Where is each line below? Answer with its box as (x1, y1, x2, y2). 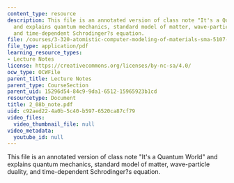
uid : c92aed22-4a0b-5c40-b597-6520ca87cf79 (7, 108, 136, 115)
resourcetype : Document (7, 95, 77, 102)
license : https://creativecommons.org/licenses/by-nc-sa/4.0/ (7, 62, 192, 69)
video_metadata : (7, 127, 54, 134)
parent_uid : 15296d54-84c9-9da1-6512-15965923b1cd (7, 88, 157, 95)
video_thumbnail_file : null (13, 120, 95, 128)
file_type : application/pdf (7, 43, 89, 50)
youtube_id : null (13, 133, 64, 140)
